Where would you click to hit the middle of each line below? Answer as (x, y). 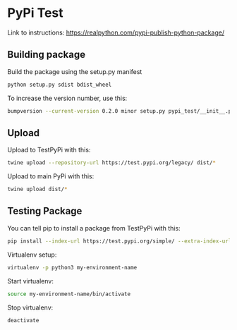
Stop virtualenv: (30, 307)
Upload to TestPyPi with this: (49, 150)
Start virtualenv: (31, 281)
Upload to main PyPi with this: (51, 176)
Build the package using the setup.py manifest (75, 71)
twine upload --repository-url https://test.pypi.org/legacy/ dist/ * (112, 163)
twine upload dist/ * (38, 189)
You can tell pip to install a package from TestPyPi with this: (94, 228)
